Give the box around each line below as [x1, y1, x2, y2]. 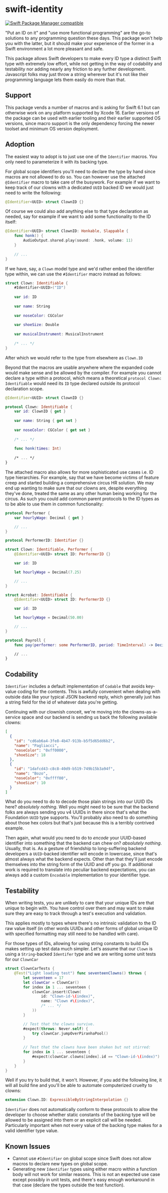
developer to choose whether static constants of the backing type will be [5, 1111, 156, 1118]
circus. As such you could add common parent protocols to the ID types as [5, 495, 159, 501]
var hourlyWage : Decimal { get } [14, 515, 84, 520]
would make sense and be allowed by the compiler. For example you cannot [5, 369, 161, 375]
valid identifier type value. [5, 1127, 59, 1133]
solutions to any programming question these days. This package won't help [5, 35, 163, 41]
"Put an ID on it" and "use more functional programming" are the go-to [5, 29, 151, 35]
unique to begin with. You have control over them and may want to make [5, 905, 154, 911]
